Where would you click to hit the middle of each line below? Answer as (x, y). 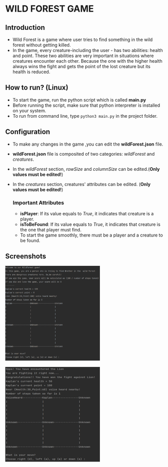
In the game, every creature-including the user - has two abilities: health (88, 50)
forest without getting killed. (42, 45)
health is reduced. (31, 72)
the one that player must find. (51, 229)
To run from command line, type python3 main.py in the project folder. (85, 116)
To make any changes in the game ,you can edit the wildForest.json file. (88, 144)
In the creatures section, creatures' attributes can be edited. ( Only (81, 184)
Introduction (25, 28)
